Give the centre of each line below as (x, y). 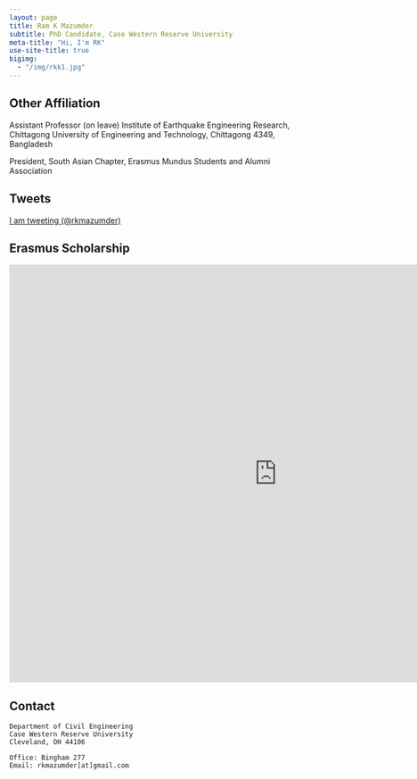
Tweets (30, 199)
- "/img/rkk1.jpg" (52, 68)
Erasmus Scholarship (70, 248)
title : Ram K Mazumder (51, 26)
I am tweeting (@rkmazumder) (65, 220)
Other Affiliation (55, 104)
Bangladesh (31, 144)
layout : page (33, 17)
